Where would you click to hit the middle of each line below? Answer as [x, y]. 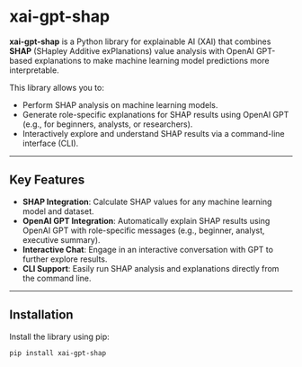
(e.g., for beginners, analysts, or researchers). [107, 124]
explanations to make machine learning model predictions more [152, 60]
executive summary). [61, 239]
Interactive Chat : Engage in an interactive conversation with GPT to [148, 249]
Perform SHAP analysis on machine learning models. [120, 104]
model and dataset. [58, 211]
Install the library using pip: [59, 336]
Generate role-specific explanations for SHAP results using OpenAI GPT [155, 114]
